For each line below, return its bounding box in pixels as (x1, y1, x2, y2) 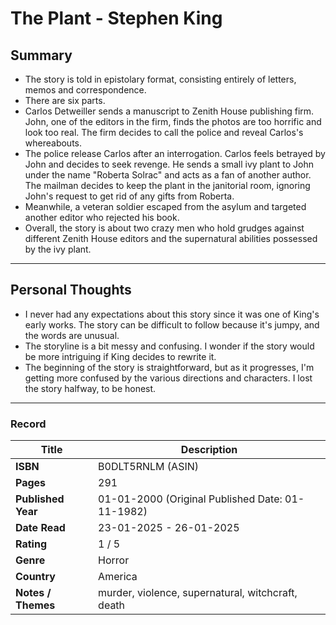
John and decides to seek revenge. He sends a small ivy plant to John (24, 158, 314, 170)
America (98, 570, 138, 584)
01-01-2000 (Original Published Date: (98, 492, 283, 506)
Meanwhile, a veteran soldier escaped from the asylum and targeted (24, 201, 307, 212)
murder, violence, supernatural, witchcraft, (98, 586, 298, 600)
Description (180, 443, 238, 457)
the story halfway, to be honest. (24, 382, 157, 394)
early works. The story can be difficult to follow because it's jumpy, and (24, 318, 320, 331)
